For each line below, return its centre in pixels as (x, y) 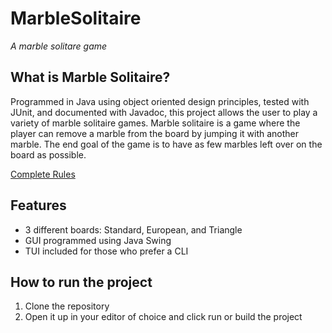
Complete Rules (43, 174)
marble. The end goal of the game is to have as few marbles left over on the (166, 144)
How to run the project (81, 282)
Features (38, 205)
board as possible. (48, 154)
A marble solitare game (59, 46)
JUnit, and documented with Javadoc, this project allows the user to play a (164, 112)
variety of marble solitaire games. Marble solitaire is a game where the (155, 123)
